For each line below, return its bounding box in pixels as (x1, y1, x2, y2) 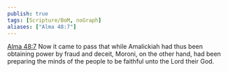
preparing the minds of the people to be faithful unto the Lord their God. (7, 57, 215, 66)
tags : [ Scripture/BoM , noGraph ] (7, 17, 101, 24)
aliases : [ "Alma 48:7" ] (7, 23, 77, 30)
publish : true (7, 10, 49, 17)
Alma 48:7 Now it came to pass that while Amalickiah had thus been (7, 43, 203, 51)
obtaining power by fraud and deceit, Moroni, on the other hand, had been (7, 50, 222, 58)
